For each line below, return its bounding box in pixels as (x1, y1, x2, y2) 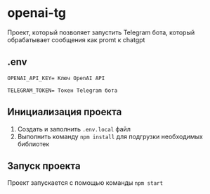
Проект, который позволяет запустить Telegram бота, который (7, 28, 195, 37)
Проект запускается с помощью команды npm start (7, 179, 164, 187)
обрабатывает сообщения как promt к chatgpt (7, 35, 145, 44)
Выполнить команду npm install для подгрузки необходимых (17, 132, 204, 141)
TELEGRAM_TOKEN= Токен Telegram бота (7, 86, 118, 94)
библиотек (17, 139, 50, 148)
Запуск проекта (7, 160, 81, 172)
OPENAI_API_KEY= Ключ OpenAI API (7, 75, 105, 82)
